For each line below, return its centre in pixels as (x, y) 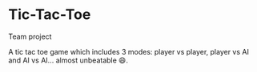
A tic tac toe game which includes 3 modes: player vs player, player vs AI (129, 51)
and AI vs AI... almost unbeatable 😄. (68, 60)
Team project (30, 36)
